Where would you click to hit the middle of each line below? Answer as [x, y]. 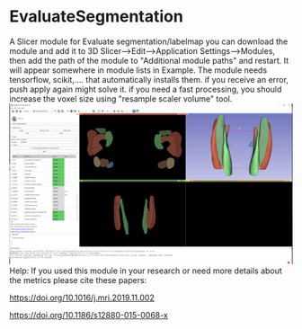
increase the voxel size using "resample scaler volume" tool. [121, 98]
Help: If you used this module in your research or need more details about [146, 271]
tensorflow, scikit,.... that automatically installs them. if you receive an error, [149, 79]
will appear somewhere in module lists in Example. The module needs [138, 70]
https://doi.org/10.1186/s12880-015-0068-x [89, 315]
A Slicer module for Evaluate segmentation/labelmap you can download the [149, 41]
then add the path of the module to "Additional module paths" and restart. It [149, 60]
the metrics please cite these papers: [78, 280]
